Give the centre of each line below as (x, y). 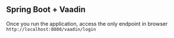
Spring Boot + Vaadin (46, 10)
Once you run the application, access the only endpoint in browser (87, 23)
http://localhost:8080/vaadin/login (51, 29)
